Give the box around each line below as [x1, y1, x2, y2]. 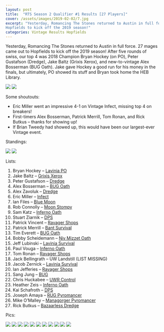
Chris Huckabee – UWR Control [12, 277, 76, 282]
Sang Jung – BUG [12, 271, 48, 277]
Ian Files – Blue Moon [12, 199, 55, 205]
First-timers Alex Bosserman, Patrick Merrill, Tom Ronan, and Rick [12, 114, 145, 120]
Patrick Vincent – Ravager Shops [12, 220, 78, 225]
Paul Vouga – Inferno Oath [12, 246, 65, 251]
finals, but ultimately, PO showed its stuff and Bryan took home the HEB [5, 69, 149, 75]
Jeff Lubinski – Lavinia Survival [12, 240, 75, 246]
